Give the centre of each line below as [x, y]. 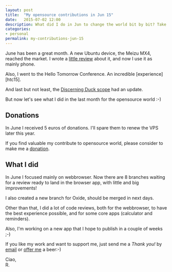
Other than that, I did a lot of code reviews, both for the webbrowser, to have [86, 207]
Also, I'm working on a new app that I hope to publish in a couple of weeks [84, 228]
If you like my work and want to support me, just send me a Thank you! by [84, 244]
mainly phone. [20, 64]
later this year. [20, 133]
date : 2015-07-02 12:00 [33, 19]
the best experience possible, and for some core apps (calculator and [79, 213]
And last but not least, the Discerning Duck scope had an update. [74, 89]
